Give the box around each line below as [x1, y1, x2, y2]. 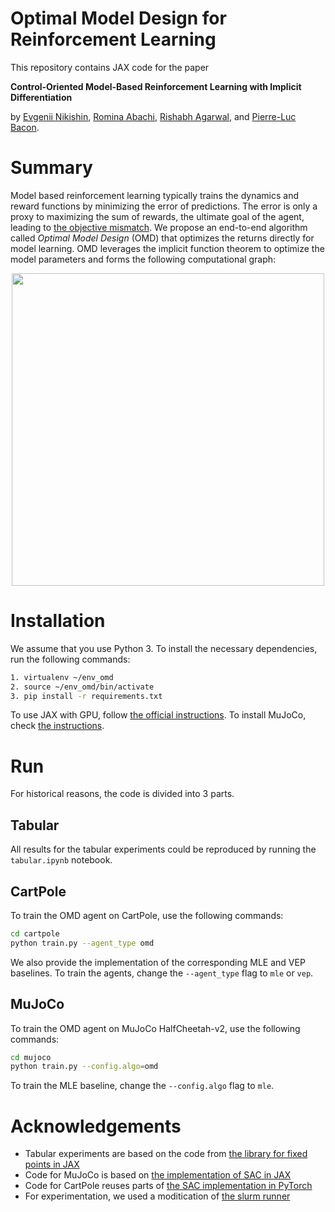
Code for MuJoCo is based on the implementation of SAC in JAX [24, 1169, 292, 1181]
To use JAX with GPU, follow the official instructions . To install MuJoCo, [10, 709, 307, 721]
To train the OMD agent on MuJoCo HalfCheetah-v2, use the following [10, 1022, 301, 1034]
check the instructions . [10, 720, 105, 732]
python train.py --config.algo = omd [10, 1062, 159, 1072]
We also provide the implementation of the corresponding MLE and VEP [10, 956, 306, 968]
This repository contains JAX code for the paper [10, 61, 210, 73]
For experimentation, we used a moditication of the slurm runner [24, 1190, 291, 1202]
